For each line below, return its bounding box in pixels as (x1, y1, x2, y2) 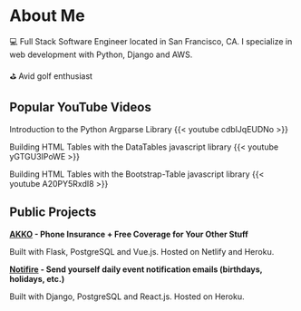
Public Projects (9, 205, 97, 220)
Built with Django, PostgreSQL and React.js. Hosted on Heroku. (9, 291, 245, 302)
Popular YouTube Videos (9, 100, 151, 115)
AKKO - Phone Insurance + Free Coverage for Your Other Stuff (9, 228, 249, 239)
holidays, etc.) (9, 273, 65, 284)
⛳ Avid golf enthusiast (9, 70, 93, 82)
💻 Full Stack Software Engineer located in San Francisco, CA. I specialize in (9, 35, 293, 46)
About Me (9, 5, 85, 26)
